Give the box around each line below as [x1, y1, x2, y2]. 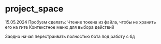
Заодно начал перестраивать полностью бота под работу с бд [5, 33, 135, 39]
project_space [5, 3, 64, 14]
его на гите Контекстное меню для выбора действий [5, 24, 115, 30]
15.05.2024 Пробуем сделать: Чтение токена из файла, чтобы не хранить [5, 19, 156, 25]
